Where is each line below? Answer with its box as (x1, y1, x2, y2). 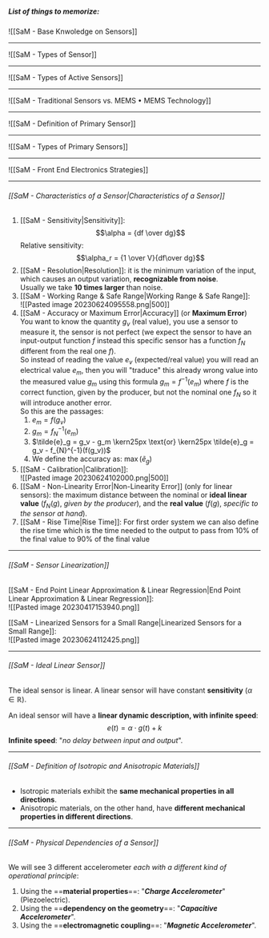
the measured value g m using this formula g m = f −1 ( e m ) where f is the (19, 375, 250, 388)
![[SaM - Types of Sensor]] (8, 49, 98, 59)
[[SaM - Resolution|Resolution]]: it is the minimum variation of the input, (19, 265, 256, 276)
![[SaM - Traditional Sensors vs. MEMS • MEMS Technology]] (8, 95, 211, 105)
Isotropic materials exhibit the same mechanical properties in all (19, 786, 235, 796)
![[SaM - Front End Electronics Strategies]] (8, 164, 149, 174)
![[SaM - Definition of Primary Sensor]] (8, 119, 136, 128)
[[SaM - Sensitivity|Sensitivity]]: (19, 216, 126, 225)
